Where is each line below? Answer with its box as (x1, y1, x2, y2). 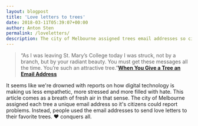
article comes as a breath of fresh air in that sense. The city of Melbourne (6, 94, 185, 101)
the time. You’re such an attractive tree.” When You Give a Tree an (20, 64, 181, 71)
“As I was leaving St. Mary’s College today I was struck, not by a (20, 52, 176, 59)
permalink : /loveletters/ (6, 30, 70, 36)
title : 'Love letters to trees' (6, 14, 85, 20)
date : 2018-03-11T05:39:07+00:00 (6, 19, 88, 25)
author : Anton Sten (6, 25, 54, 31)
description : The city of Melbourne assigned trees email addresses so (6, 36, 186, 42)
